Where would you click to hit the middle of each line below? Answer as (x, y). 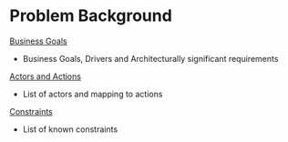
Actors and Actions (46, 76)
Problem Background (91, 16)
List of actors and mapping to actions (93, 94)
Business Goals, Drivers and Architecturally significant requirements (150, 58)
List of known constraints (70, 129)
